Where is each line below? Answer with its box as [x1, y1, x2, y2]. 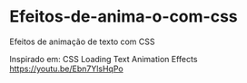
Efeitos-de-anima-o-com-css [9, 6, 238, 27]
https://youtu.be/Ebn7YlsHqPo [9, 63, 124, 74]
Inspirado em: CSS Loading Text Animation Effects [9, 53, 198, 64]
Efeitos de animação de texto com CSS [9, 36, 155, 47]
